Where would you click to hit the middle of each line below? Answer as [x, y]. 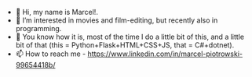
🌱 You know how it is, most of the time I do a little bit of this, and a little [130, 37]
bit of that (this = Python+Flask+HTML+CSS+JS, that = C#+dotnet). [125, 45]
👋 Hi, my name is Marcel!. [57, 12]
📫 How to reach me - [51, 54]
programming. [38, 28]
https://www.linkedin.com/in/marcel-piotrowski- [165, 54]
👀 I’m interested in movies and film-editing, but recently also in [117, 20]
